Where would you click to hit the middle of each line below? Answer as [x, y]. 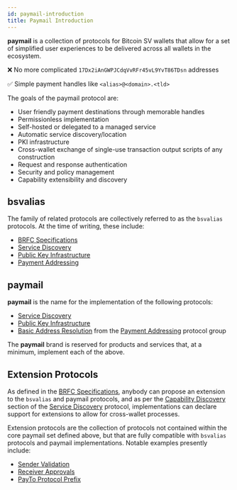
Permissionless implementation [63, 119]
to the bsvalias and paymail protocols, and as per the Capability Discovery [116, 399]
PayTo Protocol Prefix [49, 479]
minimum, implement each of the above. [66, 352]
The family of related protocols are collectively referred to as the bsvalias [115, 219]
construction [36, 157]
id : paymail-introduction [45, 14]
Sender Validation [43, 464]
